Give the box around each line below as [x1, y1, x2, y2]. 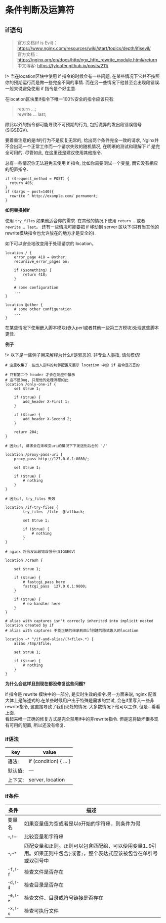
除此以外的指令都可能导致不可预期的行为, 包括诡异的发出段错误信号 [5, 122, 142, 127]
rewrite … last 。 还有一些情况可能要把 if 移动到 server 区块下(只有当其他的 [5, 224, 159, 230]
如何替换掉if [5, 207, 30, 213]
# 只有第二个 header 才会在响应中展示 [5, 372, 76, 377]
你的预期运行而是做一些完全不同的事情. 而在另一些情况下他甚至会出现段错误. [5, 80, 161, 85]
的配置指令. [5, 166, 29, 172]
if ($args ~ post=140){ [5, 189, 54, 194]
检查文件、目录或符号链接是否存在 [24, 894, 104, 901]
